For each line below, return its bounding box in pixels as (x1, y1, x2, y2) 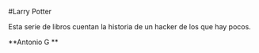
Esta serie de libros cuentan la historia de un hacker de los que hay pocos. (8, 22, 251, 31)
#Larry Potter (8, 7, 52, 16)
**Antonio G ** (8, 37, 59, 47)
